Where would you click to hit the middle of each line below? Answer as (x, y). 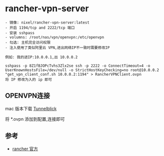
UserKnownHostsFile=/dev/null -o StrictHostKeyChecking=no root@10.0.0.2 (82, 70)
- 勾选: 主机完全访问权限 (28, 42)
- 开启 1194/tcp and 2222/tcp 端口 (40, 27)
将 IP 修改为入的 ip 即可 (29, 79)
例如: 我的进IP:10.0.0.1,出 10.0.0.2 (41, 57)
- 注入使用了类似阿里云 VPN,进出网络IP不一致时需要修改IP (57, 48)
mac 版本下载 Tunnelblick (31, 108)
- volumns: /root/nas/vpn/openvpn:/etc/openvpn (55, 37)
